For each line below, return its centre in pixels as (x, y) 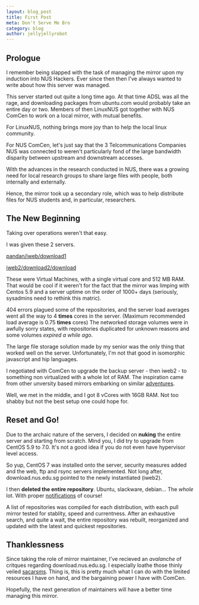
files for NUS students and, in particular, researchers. (71, 200)
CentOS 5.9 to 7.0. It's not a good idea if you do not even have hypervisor (96, 447)
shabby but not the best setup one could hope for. (67, 401)
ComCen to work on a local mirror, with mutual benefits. (75, 115)
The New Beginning (43, 218)
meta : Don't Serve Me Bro (38, 23)
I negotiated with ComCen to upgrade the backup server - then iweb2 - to (97, 371)
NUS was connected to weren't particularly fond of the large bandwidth (94, 151)
